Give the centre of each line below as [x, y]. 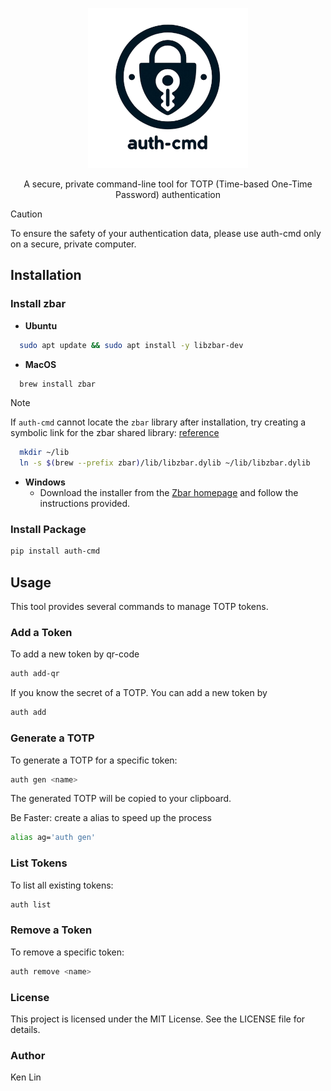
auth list [31, 904]
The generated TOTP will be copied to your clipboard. [121, 799]
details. [25, 1029]
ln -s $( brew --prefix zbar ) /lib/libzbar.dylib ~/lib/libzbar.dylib [165, 463]
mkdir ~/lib [44, 453]
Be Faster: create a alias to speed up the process [111, 818]
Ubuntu [41, 325]
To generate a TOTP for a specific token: [94, 760]
